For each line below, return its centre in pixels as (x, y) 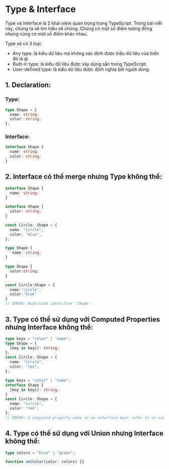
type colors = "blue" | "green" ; (40, 453)
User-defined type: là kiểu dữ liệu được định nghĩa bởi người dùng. (81, 69)
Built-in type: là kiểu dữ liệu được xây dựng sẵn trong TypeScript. (80, 64)
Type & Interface (41, 9)
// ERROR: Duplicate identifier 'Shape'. (49, 304)
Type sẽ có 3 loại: (24, 43)
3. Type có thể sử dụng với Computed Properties (82, 319)
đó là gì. (21, 58)
